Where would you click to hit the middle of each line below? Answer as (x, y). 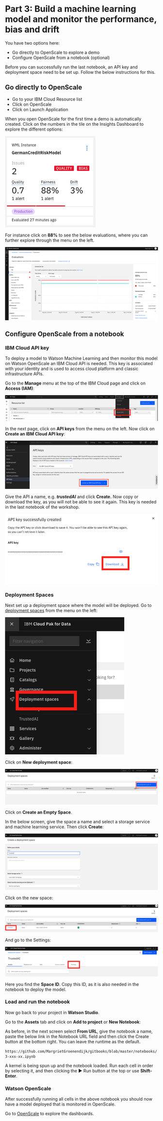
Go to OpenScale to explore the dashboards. (49, 1114)
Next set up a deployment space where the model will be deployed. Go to (78, 605)
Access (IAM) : (20, 388)
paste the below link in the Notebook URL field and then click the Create (77, 1036)
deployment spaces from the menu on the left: (51, 611)
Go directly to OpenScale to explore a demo (56, 52)
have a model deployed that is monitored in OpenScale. (60, 1104)
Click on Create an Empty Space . (39, 812)
